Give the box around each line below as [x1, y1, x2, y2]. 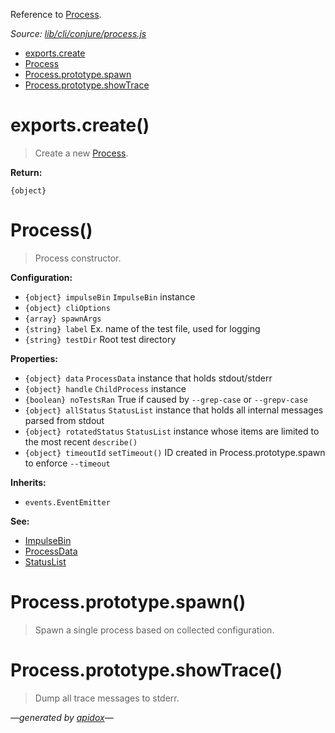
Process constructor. [34, 252, 122, 264]
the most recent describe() [24, 435, 138, 448]
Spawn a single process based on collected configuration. [34, 624, 275, 636]
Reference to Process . [10, 9, 102, 20]
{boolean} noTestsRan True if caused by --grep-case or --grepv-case [24, 393, 308, 405]
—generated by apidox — [10, 711, 114, 723]
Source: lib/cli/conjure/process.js [10, 28, 147, 39]
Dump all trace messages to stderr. [34, 692, 180, 704]
